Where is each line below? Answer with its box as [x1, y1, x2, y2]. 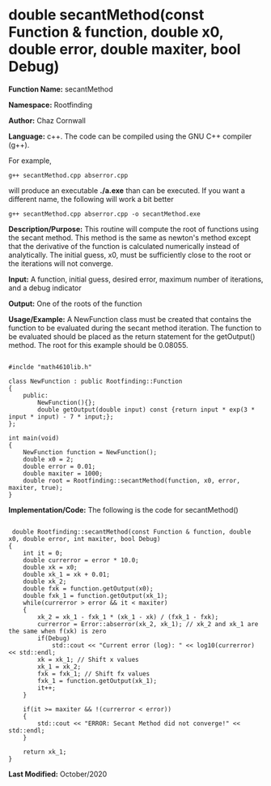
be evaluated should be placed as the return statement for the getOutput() [8, 331, 256, 341]
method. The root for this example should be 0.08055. [8, 340, 188, 350]
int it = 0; [23, 549, 63, 557]
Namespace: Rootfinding [8, 100, 93, 110]
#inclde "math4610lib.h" [8, 363, 92, 371]
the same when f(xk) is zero [8, 627, 107, 635]
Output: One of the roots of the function [8, 299, 142, 308]
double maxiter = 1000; [23, 469, 104, 478]
